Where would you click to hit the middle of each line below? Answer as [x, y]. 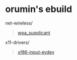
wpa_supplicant [34, 32]
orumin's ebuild [39, 9]
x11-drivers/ [17, 42]
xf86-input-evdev [36, 52]
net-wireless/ [19, 23]
